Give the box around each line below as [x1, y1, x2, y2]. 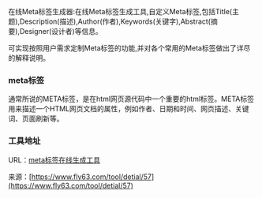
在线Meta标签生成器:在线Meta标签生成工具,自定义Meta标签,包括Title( [8, 7, 233, 16]
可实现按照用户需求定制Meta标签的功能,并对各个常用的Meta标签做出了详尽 [8, 43, 251, 53]
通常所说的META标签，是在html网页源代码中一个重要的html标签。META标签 [8, 94, 255, 104]
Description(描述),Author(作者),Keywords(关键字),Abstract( [19, 17, 211, 26]
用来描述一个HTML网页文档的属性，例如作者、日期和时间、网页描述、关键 [8, 104, 250, 114]
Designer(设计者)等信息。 [19, 27, 103, 35]
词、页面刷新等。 [8, 114, 64, 124]
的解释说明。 [8, 54, 50, 62]
